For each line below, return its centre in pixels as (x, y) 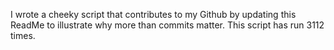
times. (23, 35)
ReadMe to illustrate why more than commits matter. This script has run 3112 (167, 25)
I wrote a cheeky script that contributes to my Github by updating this (153, 14)
